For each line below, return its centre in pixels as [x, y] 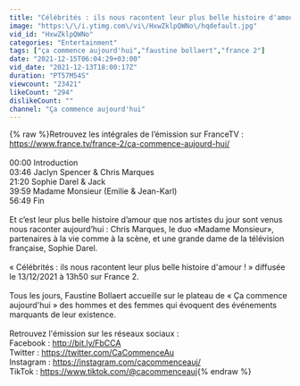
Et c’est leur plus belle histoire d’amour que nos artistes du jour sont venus [146, 220]
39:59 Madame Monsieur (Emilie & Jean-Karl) [93, 191]
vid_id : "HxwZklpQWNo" [51, 34]
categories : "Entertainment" [63, 42]
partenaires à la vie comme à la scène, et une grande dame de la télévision [147, 239]
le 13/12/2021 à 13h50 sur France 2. [74, 277]
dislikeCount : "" [42, 101]
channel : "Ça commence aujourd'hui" [77, 109]
